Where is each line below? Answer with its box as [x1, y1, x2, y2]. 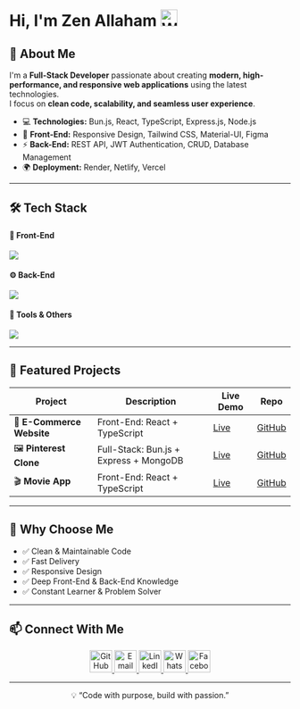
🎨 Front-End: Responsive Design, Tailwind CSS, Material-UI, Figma [21, 129, 270, 139]
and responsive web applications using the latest [62, 79, 247, 89]
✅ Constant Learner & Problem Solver [21, 586, 162, 596]
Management [21, 152, 71, 163]
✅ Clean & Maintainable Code [21, 546, 132, 556]
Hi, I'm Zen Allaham [9, 11, 158, 31]
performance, [9, 79, 62, 89]
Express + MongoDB [96, 455, 184, 467]
